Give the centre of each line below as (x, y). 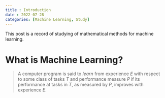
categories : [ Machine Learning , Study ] (47, 19)
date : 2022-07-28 (25, 15)
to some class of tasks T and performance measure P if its (79, 79)
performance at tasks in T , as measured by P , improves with (80, 85)
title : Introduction (28, 10)
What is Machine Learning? (64, 60)
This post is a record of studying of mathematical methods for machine (79, 34)
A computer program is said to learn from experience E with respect (89, 74)
